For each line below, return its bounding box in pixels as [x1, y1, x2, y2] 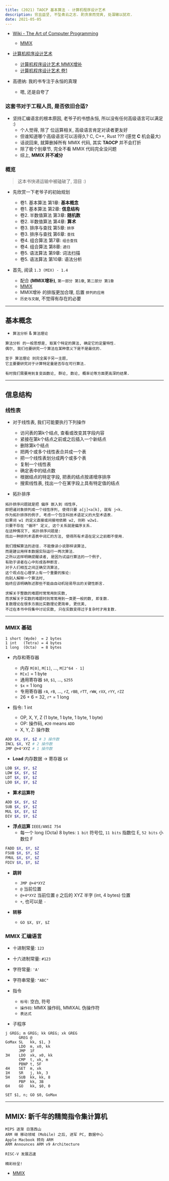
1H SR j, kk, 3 [5, 1070, 49, 1076]
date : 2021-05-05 [5, 17, 42, 22]
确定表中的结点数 [20, 467, 56, 474]
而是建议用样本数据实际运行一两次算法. [5, 549, 75, 554]
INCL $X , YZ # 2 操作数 [5, 741, 53, 746]
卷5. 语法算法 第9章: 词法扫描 [20, 250, 80, 256]
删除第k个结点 [20, 442, 49, 448]
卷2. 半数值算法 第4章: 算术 [20, 218, 76, 224]
